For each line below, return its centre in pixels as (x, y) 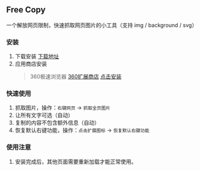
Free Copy (26, 10)
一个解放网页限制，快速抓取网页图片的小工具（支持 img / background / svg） (102, 25)
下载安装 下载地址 (37, 56)
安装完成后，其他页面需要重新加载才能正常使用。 (76, 161)
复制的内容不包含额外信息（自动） (57, 123)
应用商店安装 (31, 64)
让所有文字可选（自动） (44, 115)
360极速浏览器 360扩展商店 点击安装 (76, 77)
